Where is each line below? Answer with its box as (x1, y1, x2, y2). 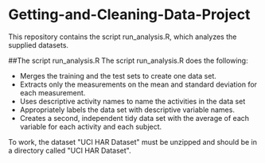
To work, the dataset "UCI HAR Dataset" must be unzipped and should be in (8, 137, 257, 146)
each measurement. (19, 87, 86, 97)
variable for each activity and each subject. (19, 122, 162, 131)
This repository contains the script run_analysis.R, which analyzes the (8, 32, 237, 41)
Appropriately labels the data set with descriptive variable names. (19, 105, 235, 114)
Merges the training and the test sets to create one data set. (19, 71, 216, 80)
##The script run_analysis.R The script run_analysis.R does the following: (8, 56, 248, 65)
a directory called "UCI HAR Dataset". (8, 146, 131, 155)
